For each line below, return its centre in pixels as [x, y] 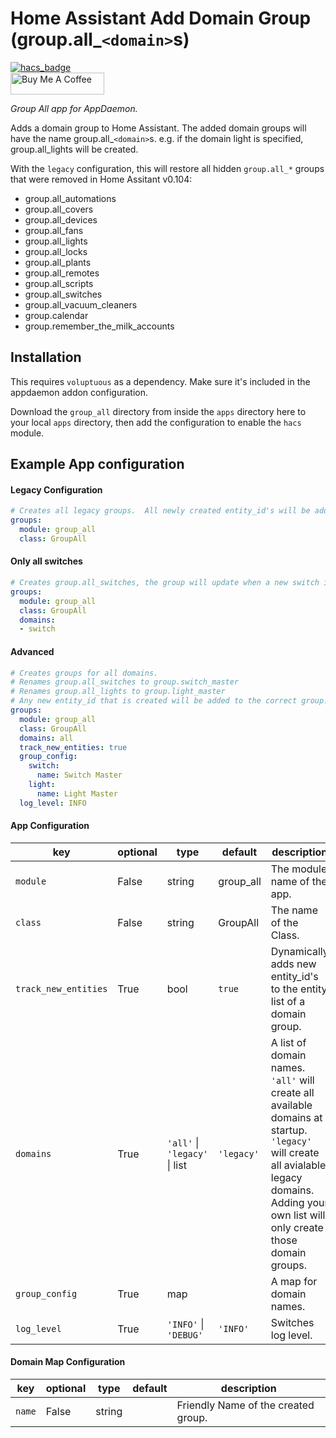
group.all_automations [70, 198]
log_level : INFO [53, 803]
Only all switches [46, 561]
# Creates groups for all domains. [84, 673]
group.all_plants [58, 262]
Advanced [32, 651]
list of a [288, 1001]
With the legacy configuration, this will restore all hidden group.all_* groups [167, 168]
